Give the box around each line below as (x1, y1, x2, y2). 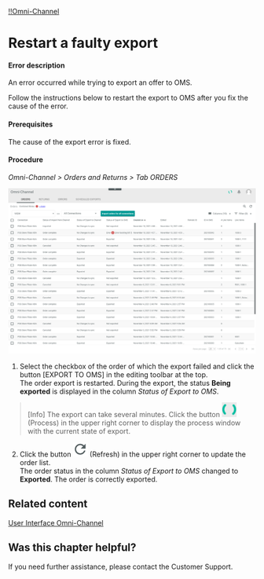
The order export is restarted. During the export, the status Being (19, 378, 231, 387)
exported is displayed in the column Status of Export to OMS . (19, 387, 219, 396)
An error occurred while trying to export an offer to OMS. (8, 78, 192, 87)
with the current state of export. (27, 426, 131, 435)
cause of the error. (8, 101, 68, 111)
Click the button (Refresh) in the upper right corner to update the (19, 449, 246, 459)
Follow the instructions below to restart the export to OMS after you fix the (8, 93, 249, 103)
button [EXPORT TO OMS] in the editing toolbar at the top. (19, 369, 208, 379)
